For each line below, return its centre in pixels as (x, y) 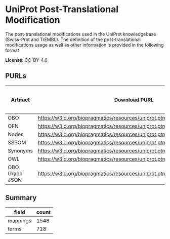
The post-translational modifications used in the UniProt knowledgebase (81, 34)
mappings (20, 220)
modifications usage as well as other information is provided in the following (84, 45)
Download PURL (134, 100)
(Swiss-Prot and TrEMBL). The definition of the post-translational (73, 39)
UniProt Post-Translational (62, 9)
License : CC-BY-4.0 (27, 60)
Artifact (20, 100)
